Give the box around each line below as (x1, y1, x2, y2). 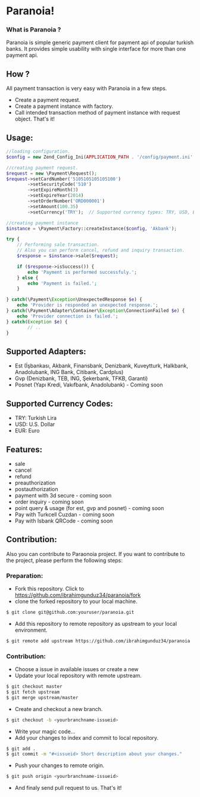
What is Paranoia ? (6, 26, 61, 34)
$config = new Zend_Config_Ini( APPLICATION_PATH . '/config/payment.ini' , (6, 154, 196, 160)
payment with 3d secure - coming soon (14, 492, 112, 499)
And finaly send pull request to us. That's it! (14, 784, 122, 792)
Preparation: (6, 572, 43, 580)
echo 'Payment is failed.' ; (27, 280, 97, 286)
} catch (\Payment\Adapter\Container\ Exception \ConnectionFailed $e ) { (6, 308, 185, 314)
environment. (14, 626, 48, 634)
